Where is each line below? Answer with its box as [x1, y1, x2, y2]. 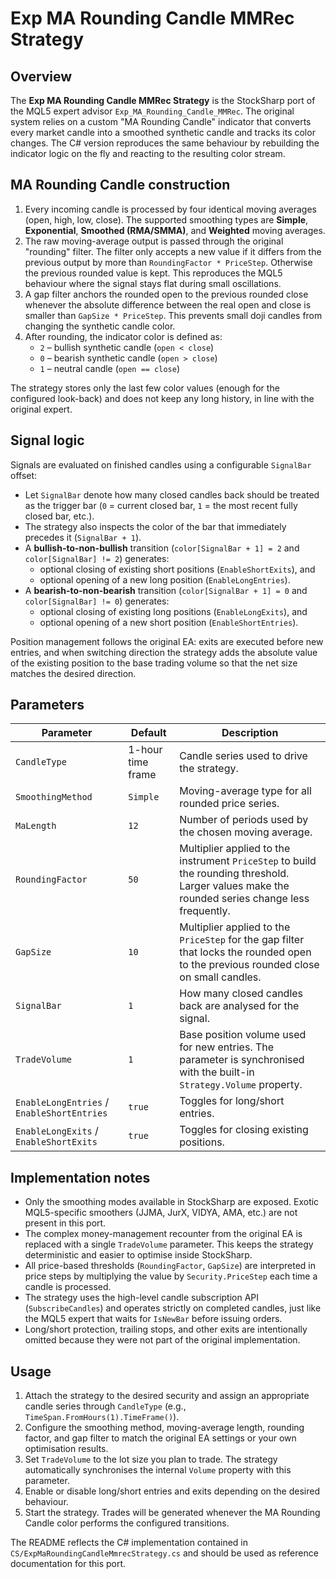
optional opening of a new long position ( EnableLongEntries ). [39, 573, 291, 586]
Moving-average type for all [179, 784, 312, 798]
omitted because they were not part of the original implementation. [24, 1334, 301, 1346]
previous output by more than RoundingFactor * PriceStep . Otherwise [24, 256, 313, 268]
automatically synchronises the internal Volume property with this [24, 1464, 292, 1476]
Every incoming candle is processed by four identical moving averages [24, 203, 318, 215]
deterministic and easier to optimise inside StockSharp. [24, 1249, 253, 1261]
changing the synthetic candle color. [24, 320, 176, 332]
